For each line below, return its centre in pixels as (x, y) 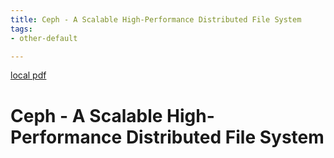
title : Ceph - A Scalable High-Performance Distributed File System (156, 19)
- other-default (44, 38)
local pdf (28, 75)
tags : (21, 29)
